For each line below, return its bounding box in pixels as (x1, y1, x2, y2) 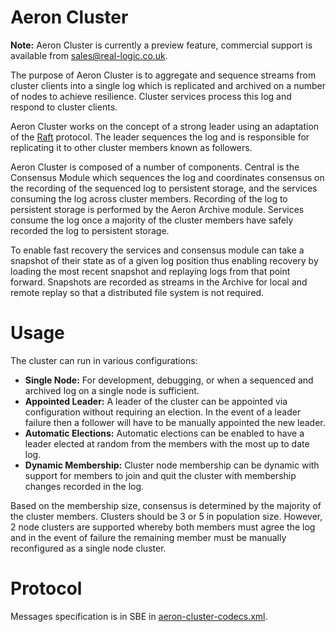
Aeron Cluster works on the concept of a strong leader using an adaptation (10, 120, 320, 132)
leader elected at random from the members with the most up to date (24, 437, 310, 450)
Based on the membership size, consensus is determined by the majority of (10, 499, 322, 511)
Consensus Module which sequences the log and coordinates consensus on (10, 171, 325, 183)
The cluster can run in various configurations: (10, 354, 198, 366)
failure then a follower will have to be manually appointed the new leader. (24, 416, 326, 428)
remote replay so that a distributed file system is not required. (10, 286, 265, 298)
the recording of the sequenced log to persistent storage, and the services (10, 182, 318, 194)
